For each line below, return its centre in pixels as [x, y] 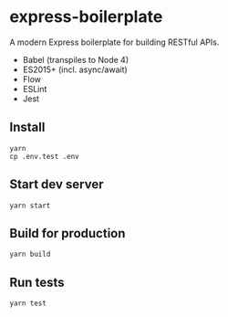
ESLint [35, 89]
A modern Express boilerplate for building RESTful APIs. [114, 42]
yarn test [28, 303]
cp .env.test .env [44, 156]
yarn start [30, 206]
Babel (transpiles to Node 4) [76, 59]
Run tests [37, 282]
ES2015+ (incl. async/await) [75, 69]
